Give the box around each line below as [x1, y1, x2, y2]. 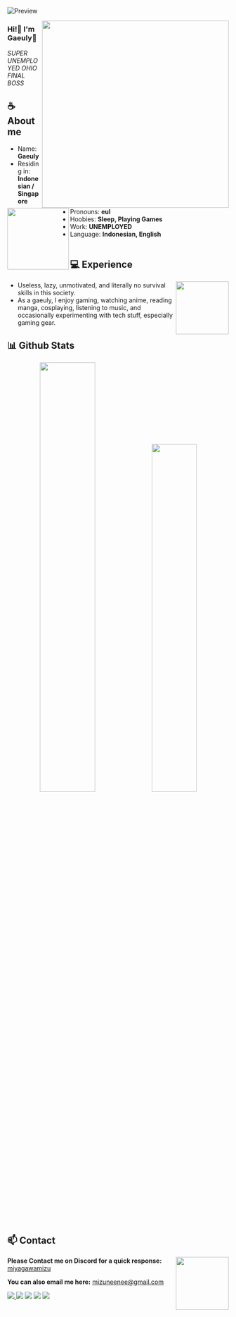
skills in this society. [17, 288, 76, 297]
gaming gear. [17, 318, 56, 327]
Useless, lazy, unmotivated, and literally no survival [17, 280, 166, 289]
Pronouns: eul [70, 208, 111, 216]
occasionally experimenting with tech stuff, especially [17, 311, 173, 319]
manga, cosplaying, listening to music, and [17, 303, 142, 311]
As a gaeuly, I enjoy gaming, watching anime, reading [17, 296, 172, 304]
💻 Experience [70, 259, 133, 271]
